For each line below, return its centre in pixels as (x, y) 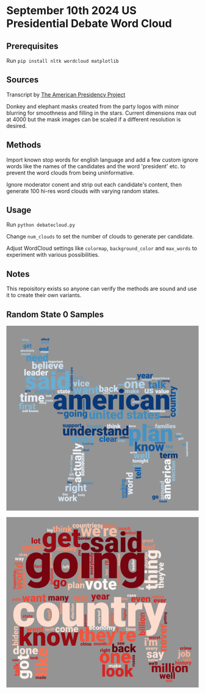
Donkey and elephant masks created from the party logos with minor (93, 106)
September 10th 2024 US (72, 11)
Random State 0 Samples (55, 314)
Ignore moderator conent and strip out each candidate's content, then (94, 184)
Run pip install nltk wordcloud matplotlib (63, 61)
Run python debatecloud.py (41, 225)
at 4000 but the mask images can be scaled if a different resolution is (94, 119)
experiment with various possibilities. (53, 255)
